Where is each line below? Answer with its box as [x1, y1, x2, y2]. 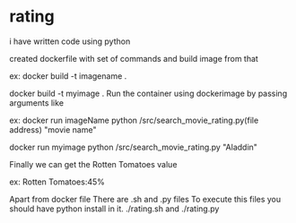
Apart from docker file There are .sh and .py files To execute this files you [9, 193, 282, 204]
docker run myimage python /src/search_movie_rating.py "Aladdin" [9, 142, 258, 152]
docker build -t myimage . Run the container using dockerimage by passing [9, 88, 288, 99]
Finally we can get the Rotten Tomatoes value [9, 159, 178, 169]
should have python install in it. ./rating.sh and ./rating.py [9, 203, 220, 214]
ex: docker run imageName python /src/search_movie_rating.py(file [9, 115, 259, 125]
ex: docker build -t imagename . [9, 70, 127, 81]
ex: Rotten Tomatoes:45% [9, 176, 106, 187]
